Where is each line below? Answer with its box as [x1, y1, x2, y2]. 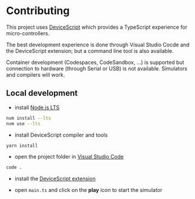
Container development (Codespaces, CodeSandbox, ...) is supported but [6, 59, 184, 66]
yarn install [6, 143, 38, 149]
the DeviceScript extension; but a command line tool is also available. [6, 47, 174, 54]
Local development [6, 88, 78, 98]
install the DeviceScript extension [14, 175, 96, 183]
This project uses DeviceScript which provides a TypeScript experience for [6, 23, 188, 31]
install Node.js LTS [14, 104, 60, 111]
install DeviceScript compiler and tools [14, 131, 108, 139]
